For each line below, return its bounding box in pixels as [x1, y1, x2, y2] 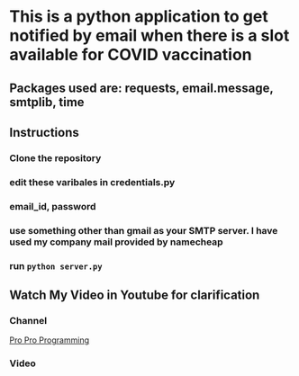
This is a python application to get [9, 6, 268, 27]
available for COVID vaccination [9, 45, 252, 65]
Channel [9, 314, 48, 327]
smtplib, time [9, 94, 85, 110]
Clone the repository [9, 151, 102, 164]
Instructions [9, 124, 79, 140]
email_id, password [9, 200, 96, 212]
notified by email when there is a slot [9, 25, 290, 46]
